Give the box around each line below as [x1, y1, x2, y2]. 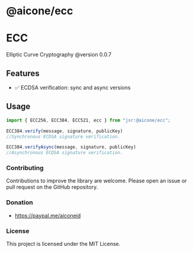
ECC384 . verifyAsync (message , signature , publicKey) [6, 144, 136, 150]
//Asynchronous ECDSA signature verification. [6, 150, 123, 156]
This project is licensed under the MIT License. [6, 241, 121, 248]
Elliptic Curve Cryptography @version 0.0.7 [6, 51, 112, 58]
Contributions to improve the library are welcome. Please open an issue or [6, 177, 187, 185]
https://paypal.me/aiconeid [14, 212, 81, 219]
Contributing [6, 164, 44, 172]
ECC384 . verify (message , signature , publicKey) [6, 128, 123, 134]
